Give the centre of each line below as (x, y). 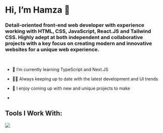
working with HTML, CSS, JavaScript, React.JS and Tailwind (78, 31)
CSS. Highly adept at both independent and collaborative (74, 38)
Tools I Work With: (34, 113)
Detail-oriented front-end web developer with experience (75, 25)
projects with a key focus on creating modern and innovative (79, 43)
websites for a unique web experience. (52, 50)
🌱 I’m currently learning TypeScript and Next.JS (60, 70)
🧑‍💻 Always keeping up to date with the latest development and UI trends (85, 79)
